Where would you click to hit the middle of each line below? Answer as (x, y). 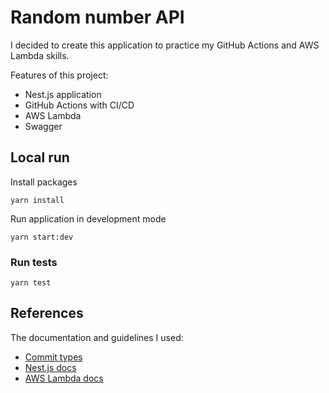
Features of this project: (59, 75)
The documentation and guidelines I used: (97, 337)
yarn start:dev (42, 237)
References (47, 313)
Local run (40, 157)
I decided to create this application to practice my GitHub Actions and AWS (165, 45)
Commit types (53, 357)
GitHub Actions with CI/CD (79, 105)
